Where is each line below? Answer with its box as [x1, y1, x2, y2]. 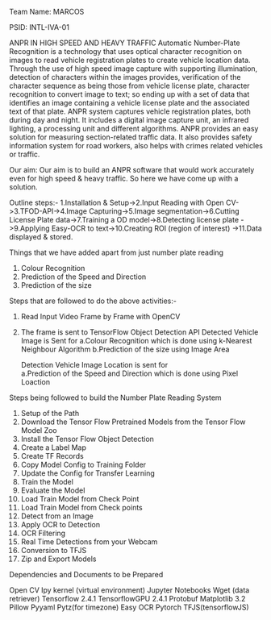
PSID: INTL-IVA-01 [9, 23, 69, 31]
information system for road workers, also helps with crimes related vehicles [9, 141, 263, 150]
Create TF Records [20, 451, 84, 460]
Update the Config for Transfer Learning [20, 468, 156, 478]
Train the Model [20, 477, 73, 486]
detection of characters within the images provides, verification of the [9, 73, 241, 81]
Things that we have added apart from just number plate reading [9, 248, 224, 257]
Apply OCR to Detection [20, 520, 101, 529]
